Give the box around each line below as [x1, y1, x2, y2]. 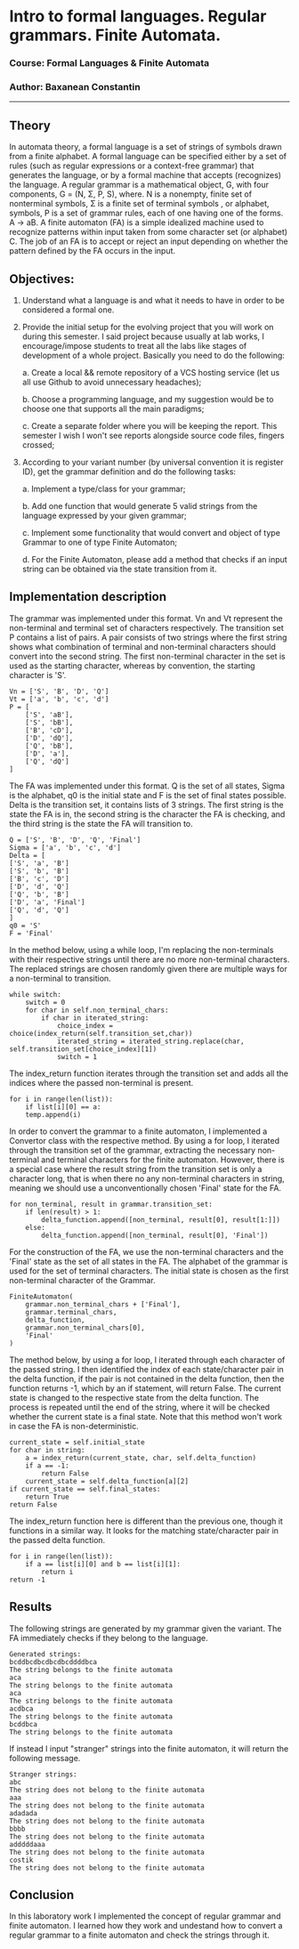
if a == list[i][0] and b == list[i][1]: [25, 1559, 181, 1568]
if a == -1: [25, 1461, 69, 1470]
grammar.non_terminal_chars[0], [25, 1323, 145, 1332]
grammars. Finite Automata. [9, 25, 222, 45]
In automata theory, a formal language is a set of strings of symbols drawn [9, 142, 282, 152]
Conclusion [9, 1888, 75, 1903]
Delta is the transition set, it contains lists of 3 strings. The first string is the [9, 799, 284, 810]
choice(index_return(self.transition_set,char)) [9, 1029, 193, 1038]
